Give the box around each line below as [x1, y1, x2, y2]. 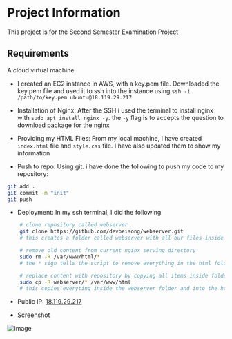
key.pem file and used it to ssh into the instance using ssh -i [17, 86, 191, 95]
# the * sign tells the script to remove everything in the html [19, 260, 212, 267]
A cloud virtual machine [7, 66, 75, 74]
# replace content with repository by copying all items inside [19, 272, 209, 279]
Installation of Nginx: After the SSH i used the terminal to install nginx [17, 106, 214, 115]
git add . [7, 183, 36, 190]
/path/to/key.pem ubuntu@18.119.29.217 [17, 94, 133, 101]
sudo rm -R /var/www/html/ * [19, 253, 100, 260]
